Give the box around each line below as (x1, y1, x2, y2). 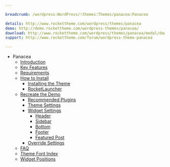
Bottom (35, 124, 51, 130)
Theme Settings (27, 102, 61, 108)
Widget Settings (27, 108, 62, 114)
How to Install (20, 75, 49, 81)
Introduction (20, 59, 46, 65)
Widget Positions (20, 156, 56, 162)
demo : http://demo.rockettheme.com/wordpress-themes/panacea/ (5, 26, 139, 31)
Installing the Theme (27, 81, 71, 87)
